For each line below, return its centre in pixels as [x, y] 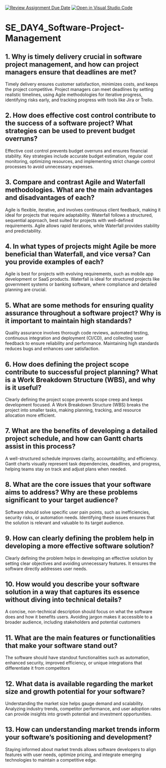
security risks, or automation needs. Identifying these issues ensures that [80, 517]
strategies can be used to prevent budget [70, 131]
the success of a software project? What [69, 123]
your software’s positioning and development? [79, 737]
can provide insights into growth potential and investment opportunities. [79, 714]
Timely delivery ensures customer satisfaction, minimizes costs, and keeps [82, 84]
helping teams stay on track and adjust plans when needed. [66, 469]
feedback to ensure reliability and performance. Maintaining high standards [82, 343]
